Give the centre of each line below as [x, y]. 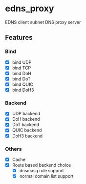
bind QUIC [22, 84]
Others [13, 149]
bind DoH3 [23, 90]
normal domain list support [46, 176]
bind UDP [22, 62]
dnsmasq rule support [42, 171]
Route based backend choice [42, 165]
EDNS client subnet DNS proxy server [43, 22]
